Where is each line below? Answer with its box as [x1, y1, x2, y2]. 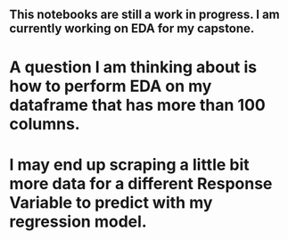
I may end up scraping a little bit [9, 154, 250, 175]
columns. [9, 113, 80, 134]
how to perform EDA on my [9, 76, 212, 96]
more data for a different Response [9, 173, 273, 194]
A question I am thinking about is [9, 57, 258, 77]
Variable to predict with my [9, 192, 213, 212]
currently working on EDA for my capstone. [9, 21, 255, 37]
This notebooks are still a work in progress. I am [9, 7, 281, 22]
